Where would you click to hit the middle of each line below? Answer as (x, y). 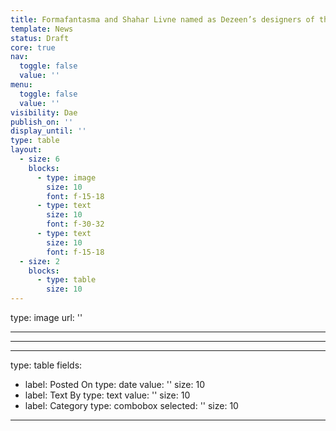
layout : (26, 150)
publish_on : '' (42, 122)
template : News (42, 29)
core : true (33, 47)
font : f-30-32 (75, 224)
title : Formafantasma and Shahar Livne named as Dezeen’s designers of (162, 19)
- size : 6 (39, 159)
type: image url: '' (46, 317)
